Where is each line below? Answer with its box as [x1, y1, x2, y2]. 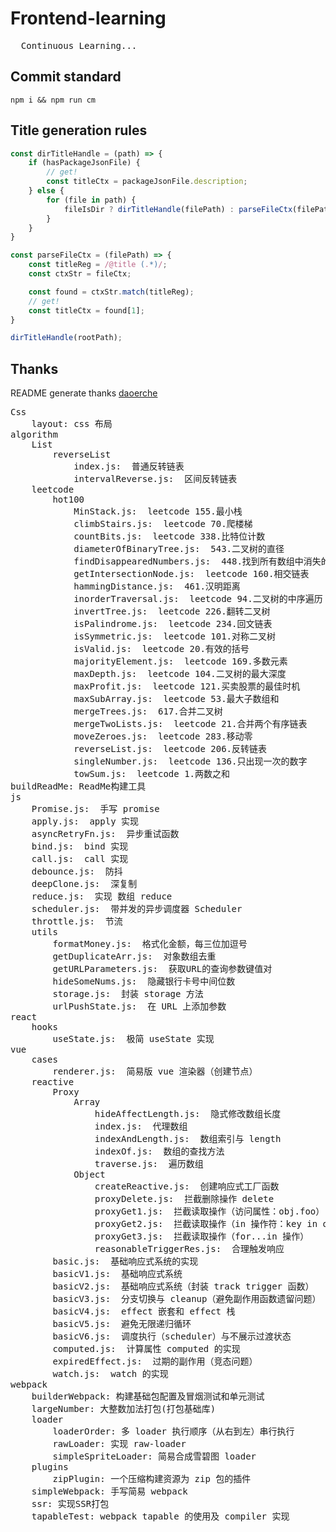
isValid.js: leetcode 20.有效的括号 [73, 643, 250, 655]
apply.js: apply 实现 [31, 816, 140, 827]
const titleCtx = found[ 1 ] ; [28, 305, 145, 316]
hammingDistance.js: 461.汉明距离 [73, 581, 241, 592]
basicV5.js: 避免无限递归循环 [52, 1318, 192, 1330]
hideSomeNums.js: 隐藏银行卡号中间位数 [52, 976, 236, 987]
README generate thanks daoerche [10, 387, 158, 399]
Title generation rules [10, 122, 148, 139]
